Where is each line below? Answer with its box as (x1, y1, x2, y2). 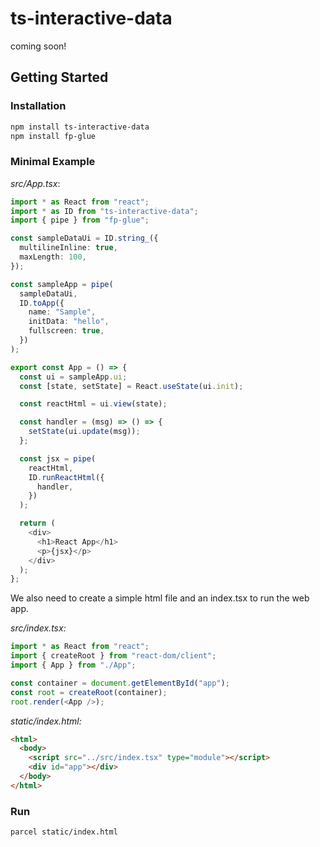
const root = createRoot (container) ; (10, 687, 168, 697)
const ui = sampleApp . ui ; (19, 372, 128, 382)
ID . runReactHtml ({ (28, 472, 105, 482)
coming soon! (10, 40, 67, 52)
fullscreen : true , (28, 326, 105, 336)
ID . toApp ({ (19, 298, 65, 308)
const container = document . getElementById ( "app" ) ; (10, 678, 230, 688)
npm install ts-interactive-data (10, 122, 150, 132)
